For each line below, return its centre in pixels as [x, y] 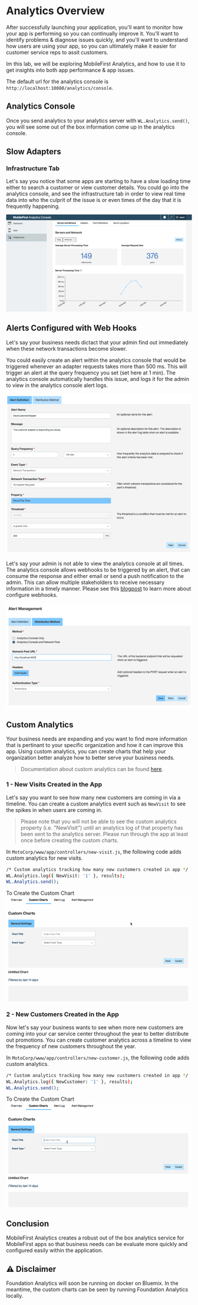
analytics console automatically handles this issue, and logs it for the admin [98, 379]
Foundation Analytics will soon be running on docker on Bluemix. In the [92, 1283]
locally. [15, 1296]
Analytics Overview [55, 11]
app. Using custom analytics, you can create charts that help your [86, 752]
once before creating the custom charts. [70, 840]
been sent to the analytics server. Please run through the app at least [104, 834]
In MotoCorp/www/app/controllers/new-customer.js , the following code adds [98, 1058]
